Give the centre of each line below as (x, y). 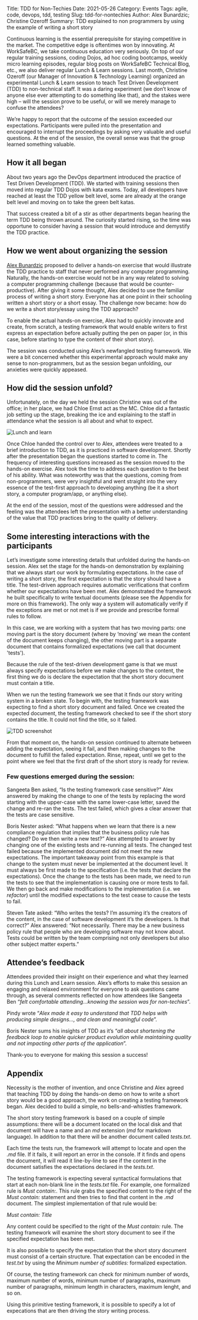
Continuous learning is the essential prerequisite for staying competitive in (97, 39)
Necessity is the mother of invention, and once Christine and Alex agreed (95, 1088)
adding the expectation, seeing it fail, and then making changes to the (91, 749)
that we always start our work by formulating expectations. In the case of (95, 572)
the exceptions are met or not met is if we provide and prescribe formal (93, 610)
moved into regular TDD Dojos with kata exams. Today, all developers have (97, 189)
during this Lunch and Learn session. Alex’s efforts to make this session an (97, 983)
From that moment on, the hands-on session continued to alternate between (99, 742)
